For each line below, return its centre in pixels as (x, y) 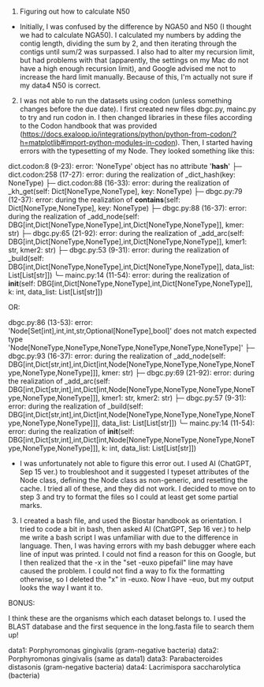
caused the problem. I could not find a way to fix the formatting (122, 571)
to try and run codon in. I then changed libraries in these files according (136, 117)
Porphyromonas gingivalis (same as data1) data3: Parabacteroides (115, 659)
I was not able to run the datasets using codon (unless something (126, 101)
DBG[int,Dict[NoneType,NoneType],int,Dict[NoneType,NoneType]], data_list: (131, 267)
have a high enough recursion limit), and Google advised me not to (128, 69)
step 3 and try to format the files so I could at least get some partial (129, 497)
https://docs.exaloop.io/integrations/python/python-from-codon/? (130, 134)
